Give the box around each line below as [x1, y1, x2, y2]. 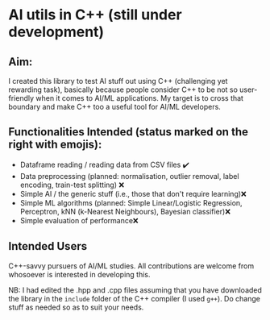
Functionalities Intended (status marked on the [8, 125, 248, 139]
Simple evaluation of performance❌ [19, 215, 139, 225]
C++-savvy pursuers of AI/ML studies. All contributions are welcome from [8, 260, 255, 271]
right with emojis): [8, 138, 102, 152]
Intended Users [8, 239, 87, 253]
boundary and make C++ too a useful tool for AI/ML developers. [8, 102, 222, 111]
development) [8, 23, 105, 41]
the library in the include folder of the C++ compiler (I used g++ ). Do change [8, 293, 260, 303]
